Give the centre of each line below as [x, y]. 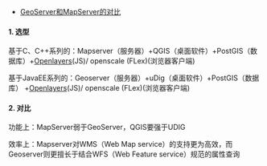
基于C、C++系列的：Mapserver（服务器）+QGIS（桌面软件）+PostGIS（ [129, 51]
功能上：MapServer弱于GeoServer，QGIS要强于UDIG [97, 128]
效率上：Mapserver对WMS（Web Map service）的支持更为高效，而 [121, 144]
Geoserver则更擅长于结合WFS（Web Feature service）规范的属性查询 [124, 154]
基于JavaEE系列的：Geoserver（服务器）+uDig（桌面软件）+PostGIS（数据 [134, 78]
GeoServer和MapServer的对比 [70, 12]
